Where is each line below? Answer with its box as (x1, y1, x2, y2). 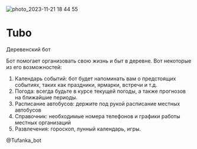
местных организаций (14, 119, 71, 126)
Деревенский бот (6, 46, 51, 53)
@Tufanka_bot (6, 137, 41, 144)
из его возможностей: (6, 63, 62, 70)
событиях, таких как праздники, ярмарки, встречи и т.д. (14, 81, 158, 88)
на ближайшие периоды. (14, 93, 78, 101)
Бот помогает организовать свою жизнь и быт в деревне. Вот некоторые (6, 57, 192, 64)
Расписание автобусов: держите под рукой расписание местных (14, 100, 180, 107)
